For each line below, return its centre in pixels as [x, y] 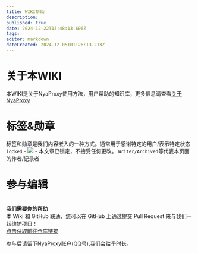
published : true [26, 23]
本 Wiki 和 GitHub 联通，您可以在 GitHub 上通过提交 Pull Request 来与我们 [96, 216]
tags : [13, 34]
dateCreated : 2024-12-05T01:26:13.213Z [56, 45]
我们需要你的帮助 [27, 208]
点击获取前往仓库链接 [32, 231]
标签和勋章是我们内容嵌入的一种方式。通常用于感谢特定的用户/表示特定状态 [98, 144]
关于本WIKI [34, 76]
